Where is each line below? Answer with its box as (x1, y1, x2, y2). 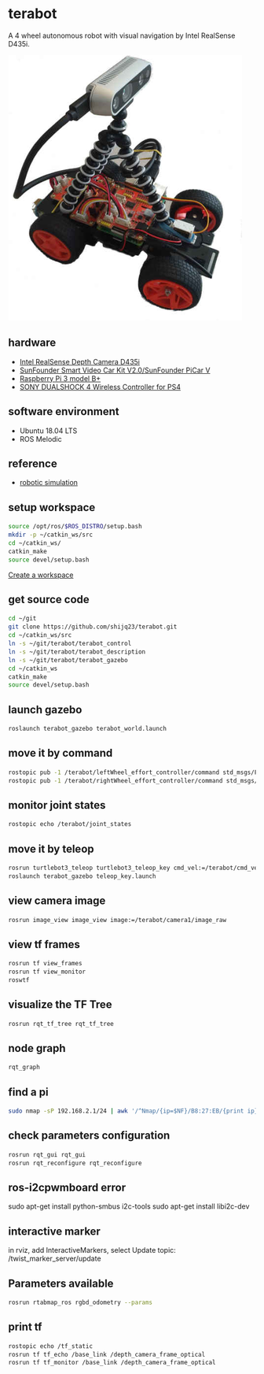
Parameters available (8, 1276, 114, 1290)
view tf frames (8, 938, 80, 951)
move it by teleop (8, 842, 94, 855)
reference (8, 457, 57, 470)
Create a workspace (8, 570, 74, 580)
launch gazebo (8, 702, 82, 717)
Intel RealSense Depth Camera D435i (19, 357, 140, 366)
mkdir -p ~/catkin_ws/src (8, 531, 93, 539)
